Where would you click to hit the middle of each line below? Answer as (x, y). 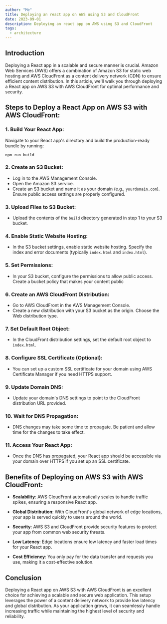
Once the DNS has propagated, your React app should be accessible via (86, 456)
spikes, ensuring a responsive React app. (55, 502)
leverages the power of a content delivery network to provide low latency (80, 601)
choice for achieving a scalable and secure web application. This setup (78, 595)
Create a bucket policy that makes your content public (68, 281)
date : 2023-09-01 (23, 19)
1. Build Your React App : (35, 129)
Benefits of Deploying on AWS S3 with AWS (74, 477)
